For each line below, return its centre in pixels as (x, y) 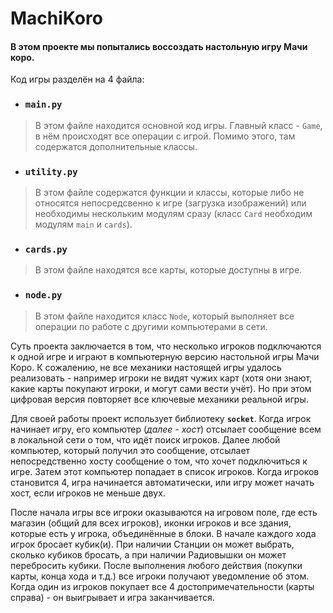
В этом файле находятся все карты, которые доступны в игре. (168, 270)
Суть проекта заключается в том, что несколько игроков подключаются (166, 346)
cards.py (46, 249)
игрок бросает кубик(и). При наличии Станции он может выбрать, (152, 544)
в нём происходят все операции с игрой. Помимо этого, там (165, 136)
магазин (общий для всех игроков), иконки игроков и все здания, (151, 523)
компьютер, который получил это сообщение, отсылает (130, 450)
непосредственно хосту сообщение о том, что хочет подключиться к (159, 461)
